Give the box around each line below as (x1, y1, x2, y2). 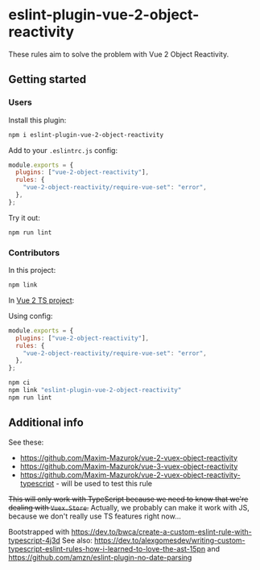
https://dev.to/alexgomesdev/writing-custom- (93, 535, 246, 545)
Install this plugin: (8, 115, 67, 125)
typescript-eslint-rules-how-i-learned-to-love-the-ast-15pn (8, 543, 206, 553)
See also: (61, 535, 93, 545)
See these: (8, 437, 44, 447)
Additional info (8, 416, 85, 430)
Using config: (8, 311, 53, 320)
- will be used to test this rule (56, 478, 153, 488)
